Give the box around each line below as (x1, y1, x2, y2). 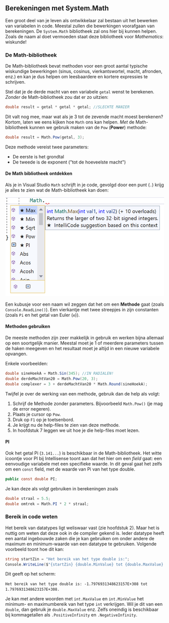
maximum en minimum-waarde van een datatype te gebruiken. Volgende (5, 541, 157, 547)
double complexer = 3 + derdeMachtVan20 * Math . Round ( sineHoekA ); (5, 381, 148, 386)
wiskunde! (5, 39, 27, 45)
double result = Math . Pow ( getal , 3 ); (5, 135, 85, 140)
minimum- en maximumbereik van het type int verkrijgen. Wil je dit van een (5, 601, 163, 607)
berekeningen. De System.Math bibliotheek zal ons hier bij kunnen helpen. (5, 28, 157, 34)
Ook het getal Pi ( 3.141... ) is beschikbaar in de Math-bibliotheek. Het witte (5, 450, 162, 456)
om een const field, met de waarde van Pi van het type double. (5, 466, 135, 472)
